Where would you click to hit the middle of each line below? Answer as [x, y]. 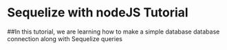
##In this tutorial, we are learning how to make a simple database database [113, 32]
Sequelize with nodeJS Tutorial [98, 13]
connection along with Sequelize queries [65, 38]
